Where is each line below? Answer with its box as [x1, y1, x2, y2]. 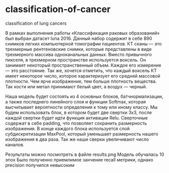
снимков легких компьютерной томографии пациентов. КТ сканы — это [5, 40, 162, 46]
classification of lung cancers [5, 20, 67, 26]
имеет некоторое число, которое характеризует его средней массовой [5, 73, 160, 79]
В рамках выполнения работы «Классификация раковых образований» [5, 30, 160, 36]
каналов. [5, 141, 24, 147]
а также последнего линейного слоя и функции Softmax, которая [5, 98, 146, 104]
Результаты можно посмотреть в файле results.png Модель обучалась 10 [5, 151, 164, 157]
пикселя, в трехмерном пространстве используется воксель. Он [5, 56, 146, 63]
